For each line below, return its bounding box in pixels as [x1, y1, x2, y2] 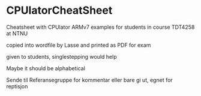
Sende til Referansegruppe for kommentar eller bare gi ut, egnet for [6, 76, 173, 83]
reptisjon [6, 82, 28, 90]
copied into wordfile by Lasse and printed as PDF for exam [6, 41, 151, 49]
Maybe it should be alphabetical [6, 64, 85, 72]
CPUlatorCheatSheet [6, 4, 113, 17]
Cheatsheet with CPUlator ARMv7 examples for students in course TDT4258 [6, 23, 195, 31]
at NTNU [6, 29, 28, 37]
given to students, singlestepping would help [6, 53, 117, 60]
